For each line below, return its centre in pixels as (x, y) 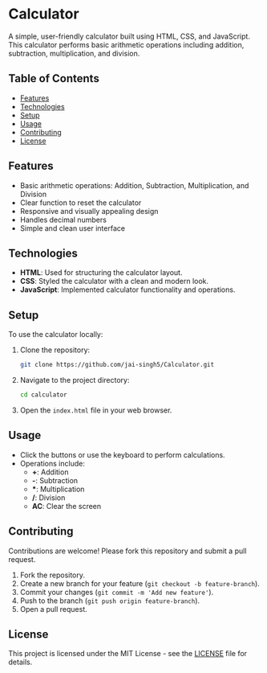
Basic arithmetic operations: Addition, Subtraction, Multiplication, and (134, 185)
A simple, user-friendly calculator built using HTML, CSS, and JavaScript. (129, 36)
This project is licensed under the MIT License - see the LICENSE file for (127, 654)
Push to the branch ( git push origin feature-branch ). (110, 601)
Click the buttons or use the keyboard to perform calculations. (123, 454)
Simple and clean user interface (73, 228)
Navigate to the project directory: (75, 380)
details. (20, 662)
